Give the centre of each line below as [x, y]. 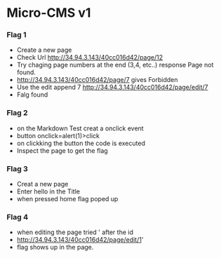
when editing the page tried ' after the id [75, 232]
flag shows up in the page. [55, 247]
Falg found [32, 95]
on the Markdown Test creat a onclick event [80, 128]
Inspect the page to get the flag [62, 150]
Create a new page [44, 50]
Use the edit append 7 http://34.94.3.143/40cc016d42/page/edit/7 [112, 87]
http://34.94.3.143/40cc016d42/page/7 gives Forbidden [97, 80]
